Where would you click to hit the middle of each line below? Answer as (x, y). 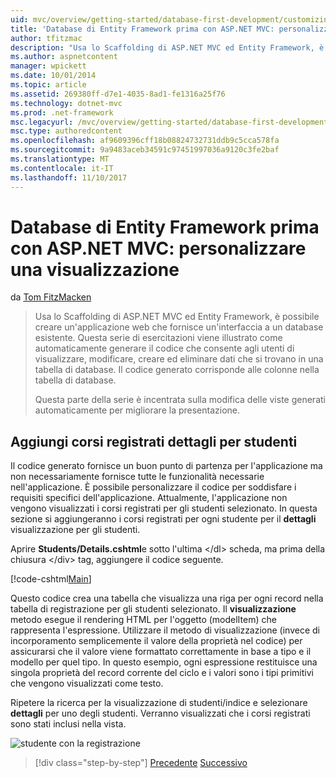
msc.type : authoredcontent (66, 131)
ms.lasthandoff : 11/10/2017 (69, 177)
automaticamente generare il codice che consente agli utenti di (164, 348)
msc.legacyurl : (42, 122)
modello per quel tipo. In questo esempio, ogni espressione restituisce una (164, 662)
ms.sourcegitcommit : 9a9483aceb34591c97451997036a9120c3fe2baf (145, 150)
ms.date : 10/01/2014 (53, 76)
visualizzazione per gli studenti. (75, 530)
